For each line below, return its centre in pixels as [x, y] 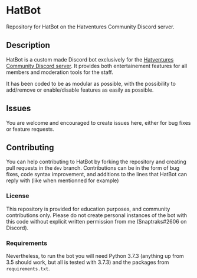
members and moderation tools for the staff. [60, 72]
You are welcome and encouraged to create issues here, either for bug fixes [98, 122]
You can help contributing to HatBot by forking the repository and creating [96, 162]
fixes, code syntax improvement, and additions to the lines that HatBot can [97, 174]
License [18, 196]
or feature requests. [30, 129]
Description [28, 45]
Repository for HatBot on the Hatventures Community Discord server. [91, 27]
